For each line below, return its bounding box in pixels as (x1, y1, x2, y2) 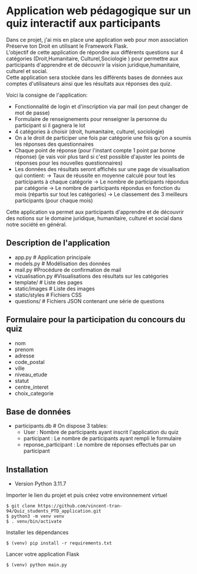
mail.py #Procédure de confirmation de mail (14, 266, 122, 273)
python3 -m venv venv (11, 513, 65, 520)
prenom (14, 346, 34, 353)
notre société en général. (6, 221, 67, 228)
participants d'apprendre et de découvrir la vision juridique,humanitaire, (6, 61, 181, 68)
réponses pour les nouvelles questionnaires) (14, 159, 123, 166)
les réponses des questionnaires (14, 140, 94, 147)
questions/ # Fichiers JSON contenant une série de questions (14, 297, 165, 304)
